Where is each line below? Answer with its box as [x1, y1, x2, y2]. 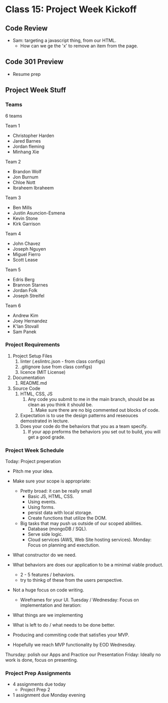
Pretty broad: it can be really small [20, 488, 92, 494]
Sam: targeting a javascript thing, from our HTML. [12, 37, 117, 43]
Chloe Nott [12, 179, 36, 185]
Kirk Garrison [12, 221, 41, 227]
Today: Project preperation [5, 458, 61, 465]
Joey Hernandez [12, 317, 48, 324]
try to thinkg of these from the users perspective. [20, 577, 123, 583]
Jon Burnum [12, 174, 39, 180]
